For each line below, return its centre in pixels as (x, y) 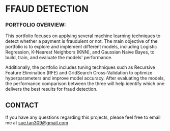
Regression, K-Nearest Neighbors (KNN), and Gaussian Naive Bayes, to (80, 52)
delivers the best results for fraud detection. (51, 89)
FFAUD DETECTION (47, 9)
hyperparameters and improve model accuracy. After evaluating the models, (85, 78)
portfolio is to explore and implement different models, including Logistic (81, 47)
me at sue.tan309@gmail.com (37, 123)
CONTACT (22, 105)
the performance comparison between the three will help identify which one (85, 84)
